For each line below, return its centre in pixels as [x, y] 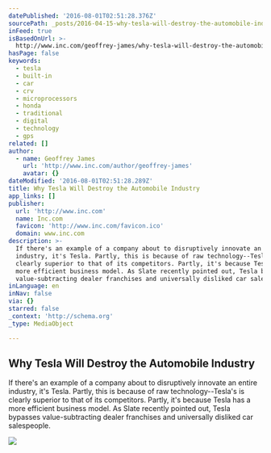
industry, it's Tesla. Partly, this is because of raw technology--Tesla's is [126, 392]
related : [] [28, 143]
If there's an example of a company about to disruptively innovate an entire [133, 383]
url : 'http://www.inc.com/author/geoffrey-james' [108, 166]
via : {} [21, 301]
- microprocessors [47, 99]
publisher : [27, 203]
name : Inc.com [39, 219]
